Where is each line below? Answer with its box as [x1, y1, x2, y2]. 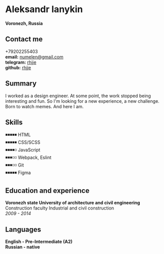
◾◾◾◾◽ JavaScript [5, 147, 40, 153]
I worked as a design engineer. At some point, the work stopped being [5, 93, 151, 99]
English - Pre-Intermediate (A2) [5, 239, 73, 244]
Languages [5, 225, 41, 234]
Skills [5, 118, 23, 126]
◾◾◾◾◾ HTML [5, 132, 31, 138]
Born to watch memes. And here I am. [5, 103, 84, 109]
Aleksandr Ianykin [5, 4, 83, 15]
